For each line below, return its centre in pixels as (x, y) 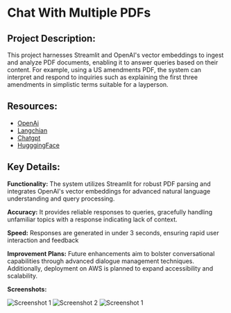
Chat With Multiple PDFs (79, 13)
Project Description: (51, 39)
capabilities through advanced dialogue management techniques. (101, 261)
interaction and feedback (43, 240)
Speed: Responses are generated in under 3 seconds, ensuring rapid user (113, 232)
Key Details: (34, 167)
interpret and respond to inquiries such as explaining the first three (103, 77)
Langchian (32, 130)
